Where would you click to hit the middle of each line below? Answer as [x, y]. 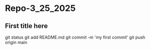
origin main [16, 42]
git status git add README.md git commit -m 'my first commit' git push [75, 37]
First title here [27, 26]
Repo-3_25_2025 [40, 8]
